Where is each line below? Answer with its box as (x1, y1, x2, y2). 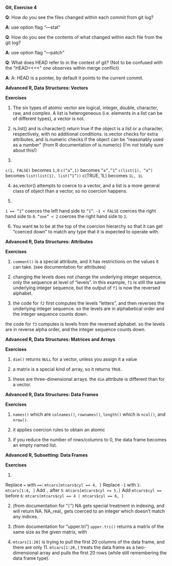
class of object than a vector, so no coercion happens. (12, 188, 128, 194)
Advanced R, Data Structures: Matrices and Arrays (5, 336, 116, 342)
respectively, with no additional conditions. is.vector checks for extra (12, 131, 158, 137)
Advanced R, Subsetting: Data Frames (5, 452, 88, 458)
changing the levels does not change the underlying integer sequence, (12, 274, 162, 280)
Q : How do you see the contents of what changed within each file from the (5, 34, 163, 40)
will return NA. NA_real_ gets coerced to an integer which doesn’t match (12, 508, 165, 514)
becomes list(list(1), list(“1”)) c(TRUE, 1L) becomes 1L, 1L (5, 173, 143, 178)
